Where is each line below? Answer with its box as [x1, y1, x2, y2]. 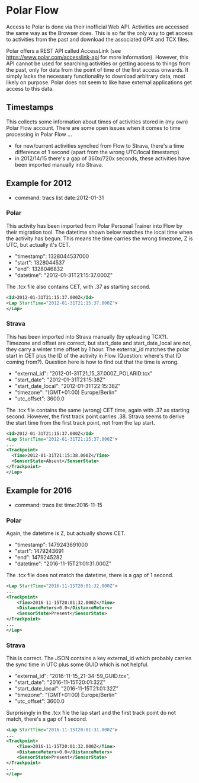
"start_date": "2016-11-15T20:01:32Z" [14, 679, 106, 686]
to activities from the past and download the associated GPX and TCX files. [6, 36, 190, 43]
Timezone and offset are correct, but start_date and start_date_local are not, [6, 339, 192, 346]
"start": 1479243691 [14, 547, 64, 555]
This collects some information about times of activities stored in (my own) [6, 118, 188, 125]
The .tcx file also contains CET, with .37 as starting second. [6, 283, 151, 290]
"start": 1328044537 [14, 259, 65, 266]
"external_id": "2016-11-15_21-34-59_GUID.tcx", [14, 673, 130, 680]
